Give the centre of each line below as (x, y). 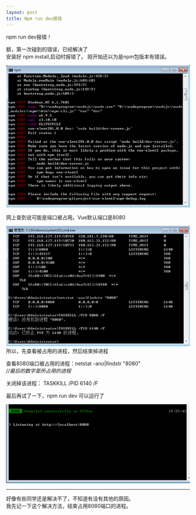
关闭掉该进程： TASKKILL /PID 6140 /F (52, 383)
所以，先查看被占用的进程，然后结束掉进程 (57, 351)
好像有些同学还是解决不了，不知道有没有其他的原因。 (70, 499)
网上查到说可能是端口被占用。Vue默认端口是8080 (66, 217)
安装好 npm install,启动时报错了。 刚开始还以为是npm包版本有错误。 (88, 56)
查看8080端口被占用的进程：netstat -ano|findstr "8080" (73, 364)
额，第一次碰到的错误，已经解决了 (47, 49)
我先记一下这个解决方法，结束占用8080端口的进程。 (69, 506)
